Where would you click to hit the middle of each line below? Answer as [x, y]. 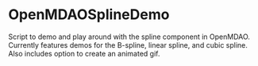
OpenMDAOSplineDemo [89, 15]
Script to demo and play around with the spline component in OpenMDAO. [129, 37]
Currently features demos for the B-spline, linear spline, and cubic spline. [128, 45]
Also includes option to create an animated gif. [84, 53]
